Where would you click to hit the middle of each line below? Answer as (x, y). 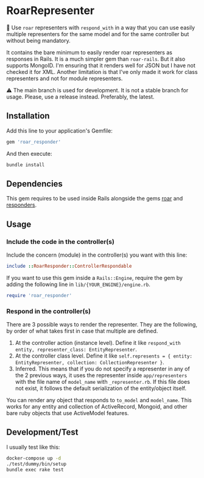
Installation (28, 116)
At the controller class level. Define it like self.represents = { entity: (104, 356)
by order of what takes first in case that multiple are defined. (82, 331)
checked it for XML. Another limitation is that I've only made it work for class (102, 72)
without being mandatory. (39, 40)
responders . (22, 205)
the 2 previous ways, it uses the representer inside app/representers (101, 375)
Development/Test (42, 432)
